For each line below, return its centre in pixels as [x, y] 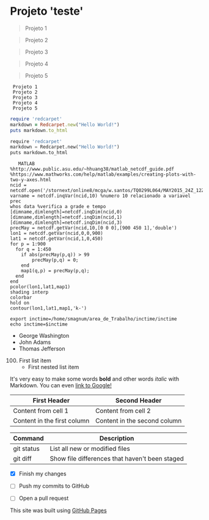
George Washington [44, 336]
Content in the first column [51, 421]
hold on [20, 303]
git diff [23, 459]
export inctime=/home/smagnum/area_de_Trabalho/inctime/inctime [94, 319]
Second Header [138, 401]
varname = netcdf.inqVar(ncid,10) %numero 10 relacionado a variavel [101, 196]
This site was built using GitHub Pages [58, 511]
